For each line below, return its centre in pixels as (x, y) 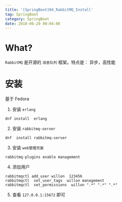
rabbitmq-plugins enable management (43, 157)
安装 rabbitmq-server (34, 129)
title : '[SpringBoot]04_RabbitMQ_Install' (49, 10)
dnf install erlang (26, 119)
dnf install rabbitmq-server (36, 138)
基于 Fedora (17, 99)
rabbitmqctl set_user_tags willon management (55, 181)
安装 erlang (24, 109)
